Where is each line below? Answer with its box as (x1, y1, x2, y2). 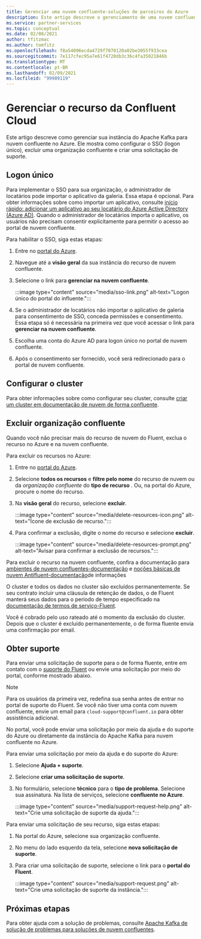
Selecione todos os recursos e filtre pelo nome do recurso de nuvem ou (14, 475, 195, 482)
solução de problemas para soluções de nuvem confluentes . (6, 926, 156, 933)
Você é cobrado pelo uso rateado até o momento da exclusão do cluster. (6, 614, 185, 621)
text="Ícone (14, 517, 44, 525)
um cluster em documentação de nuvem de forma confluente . (6, 401, 159, 408)
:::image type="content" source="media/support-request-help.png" (14, 803, 182, 810)
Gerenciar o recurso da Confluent (6, 101, 176, 115)
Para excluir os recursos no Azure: (6, 452, 92, 459)
